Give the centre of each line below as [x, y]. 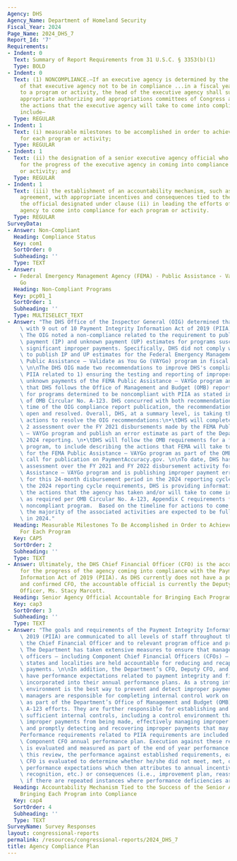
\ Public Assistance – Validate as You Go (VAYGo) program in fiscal [124, 361]
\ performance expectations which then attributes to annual [111, 768]
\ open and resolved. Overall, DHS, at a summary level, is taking [121, 414]
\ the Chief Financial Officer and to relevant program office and [121, 643]
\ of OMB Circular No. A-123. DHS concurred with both [102, 401]
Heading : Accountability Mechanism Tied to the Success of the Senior [120, 788]
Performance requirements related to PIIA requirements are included [124, 735]
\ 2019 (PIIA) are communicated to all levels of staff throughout [121, 637]
